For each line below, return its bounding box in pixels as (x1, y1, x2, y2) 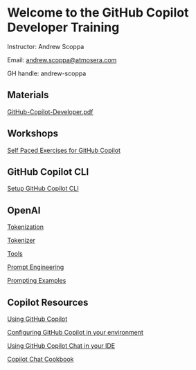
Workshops (7, 128, 59, 140)
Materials (7, 89, 49, 101)
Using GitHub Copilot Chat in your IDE (7, 342, 116, 350)
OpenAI (7, 204, 41, 216)
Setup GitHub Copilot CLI (7, 185, 79, 193)
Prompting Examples (7, 277, 66, 285)
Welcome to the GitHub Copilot (7, 5, 189, 21)
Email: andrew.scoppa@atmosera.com (7, 55, 117, 64)
